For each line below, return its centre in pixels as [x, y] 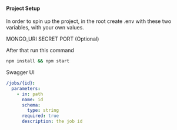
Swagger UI [21, 72]
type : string [43, 111]
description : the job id [52, 121]
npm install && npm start [38, 61]
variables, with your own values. [45, 28]
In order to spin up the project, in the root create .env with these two [89, 21]
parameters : [26, 88]
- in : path [30, 94]
